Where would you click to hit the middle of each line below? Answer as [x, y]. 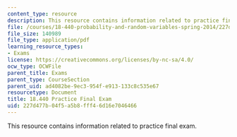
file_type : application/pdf [49, 40]
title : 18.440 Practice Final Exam [60, 100]
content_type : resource [42, 14]
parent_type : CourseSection [49, 79]
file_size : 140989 [34, 34]
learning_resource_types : [45, 47]
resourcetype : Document [42, 93]
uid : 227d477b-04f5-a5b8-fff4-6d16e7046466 [72, 106]
